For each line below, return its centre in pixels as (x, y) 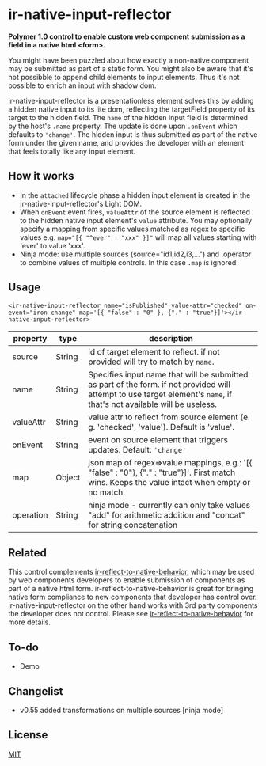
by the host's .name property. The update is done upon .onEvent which (123, 126)
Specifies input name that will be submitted (168, 374)
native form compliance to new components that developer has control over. (133, 597)
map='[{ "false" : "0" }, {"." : (134, 313)
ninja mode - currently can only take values (169, 505)
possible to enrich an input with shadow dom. (82, 85)
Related (28, 553)
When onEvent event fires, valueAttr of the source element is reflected (135, 212)
